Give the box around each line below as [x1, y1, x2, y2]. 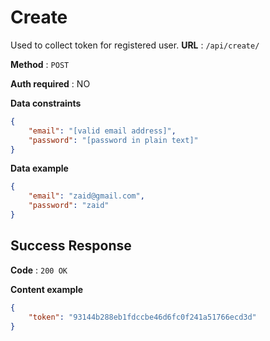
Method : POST [10, 58, 70, 70]
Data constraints [10, 97, 82, 109]
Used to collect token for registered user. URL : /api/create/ [10, 39, 260, 51]
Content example [10, 283, 84, 295]
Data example [10, 162, 69, 175]
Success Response [10, 237, 132, 255]
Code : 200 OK [10, 264, 68, 276]
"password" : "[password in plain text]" [28, 135, 199, 145]
